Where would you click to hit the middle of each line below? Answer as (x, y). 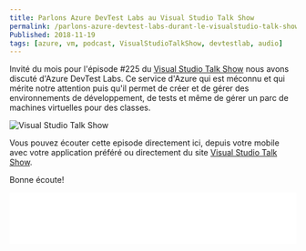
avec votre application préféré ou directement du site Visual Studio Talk (143, 153)
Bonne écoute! (37, 180)
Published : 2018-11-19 (52, 35)
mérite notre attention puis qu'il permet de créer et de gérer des (129, 88)
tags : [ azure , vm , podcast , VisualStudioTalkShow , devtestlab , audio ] (146, 43)
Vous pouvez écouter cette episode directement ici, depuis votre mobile (144, 143)
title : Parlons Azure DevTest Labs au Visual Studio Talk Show (132, 18)
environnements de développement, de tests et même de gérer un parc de (149, 98)
